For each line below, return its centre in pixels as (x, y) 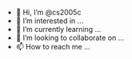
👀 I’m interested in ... (50, 21)
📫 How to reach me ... (53, 47)
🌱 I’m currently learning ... (58, 29)
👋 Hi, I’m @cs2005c (48, 12)
